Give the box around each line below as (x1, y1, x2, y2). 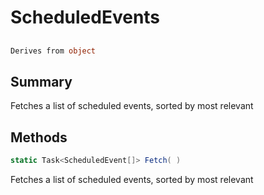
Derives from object (10, 46, 97, 56)
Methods (10, 129, 68, 146)
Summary (10, 73, 73, 90)
